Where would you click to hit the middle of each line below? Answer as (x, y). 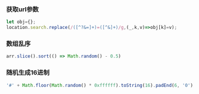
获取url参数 (22, 9)
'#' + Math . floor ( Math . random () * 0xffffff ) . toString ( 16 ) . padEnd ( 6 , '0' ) (100, 85)
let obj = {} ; (21, 22)
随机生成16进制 (28, 73)
